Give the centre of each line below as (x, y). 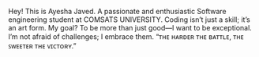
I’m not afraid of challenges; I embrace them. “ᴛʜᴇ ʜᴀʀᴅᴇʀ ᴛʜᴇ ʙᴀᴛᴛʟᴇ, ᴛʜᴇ (126, 37)
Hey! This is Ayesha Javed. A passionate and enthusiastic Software (117, 11)
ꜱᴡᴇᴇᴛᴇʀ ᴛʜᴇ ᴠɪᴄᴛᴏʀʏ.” (42, 46)
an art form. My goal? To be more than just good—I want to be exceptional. (130, 28)
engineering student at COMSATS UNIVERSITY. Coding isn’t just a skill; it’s (129, 20)
